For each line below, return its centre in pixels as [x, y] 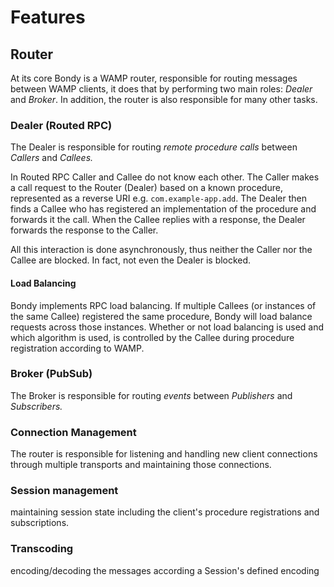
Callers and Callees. [52, 158]
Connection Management [73, 432]
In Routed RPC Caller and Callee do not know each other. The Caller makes [165, 177]
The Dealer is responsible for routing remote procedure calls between [154, 147]
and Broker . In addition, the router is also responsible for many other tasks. [164, 99]
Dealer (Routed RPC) [61, 125]
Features [48, 17]
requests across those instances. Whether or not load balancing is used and [167, 327]
